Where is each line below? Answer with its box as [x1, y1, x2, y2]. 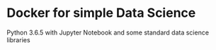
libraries [6, 35, 30, 44]
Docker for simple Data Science [6, 5, 196, 21]
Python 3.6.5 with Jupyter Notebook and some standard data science [6, 28, 210, 37]
